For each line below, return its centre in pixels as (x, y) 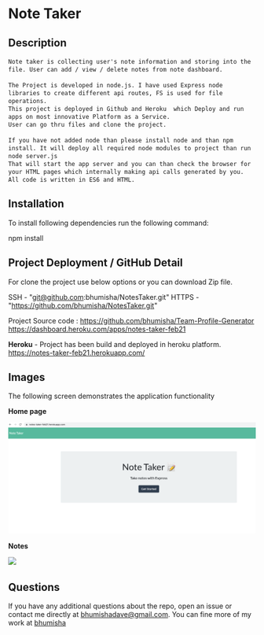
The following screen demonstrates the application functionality (111, 396)
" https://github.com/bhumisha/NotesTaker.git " (83, 305)
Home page (27, 412)
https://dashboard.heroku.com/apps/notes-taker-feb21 (97, 329)
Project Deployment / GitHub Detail (95, 263)
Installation (36, 204)
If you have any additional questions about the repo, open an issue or (120, 606)
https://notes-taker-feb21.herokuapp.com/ (77, 353)
